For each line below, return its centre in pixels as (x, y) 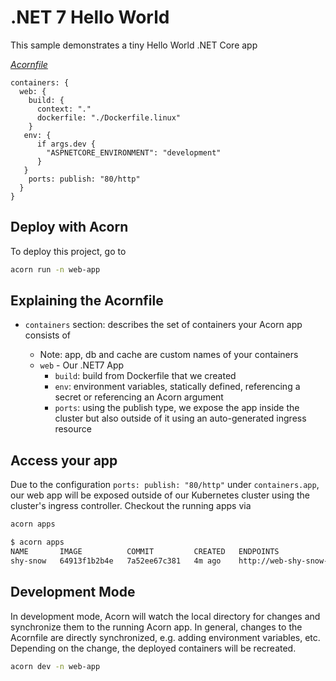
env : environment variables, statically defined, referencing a (177, 387)
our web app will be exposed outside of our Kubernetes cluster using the (160, 495)
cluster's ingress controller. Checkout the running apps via (131, 506)
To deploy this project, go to (68, 251)
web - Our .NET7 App (82, 365)
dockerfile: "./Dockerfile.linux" (109, 117)
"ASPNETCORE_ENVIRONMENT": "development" (134, 152)
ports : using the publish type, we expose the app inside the (177, 408)
